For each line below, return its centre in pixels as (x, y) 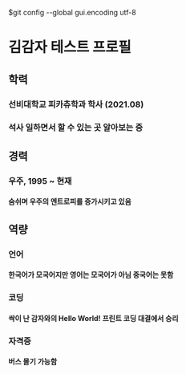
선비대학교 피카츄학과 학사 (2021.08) (76, 104)
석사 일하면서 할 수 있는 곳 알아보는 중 (75, 128)
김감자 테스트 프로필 (70, 47)
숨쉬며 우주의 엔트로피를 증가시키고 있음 (70, 201)
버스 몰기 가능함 (33, 362)
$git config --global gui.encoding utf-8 (72, 12)
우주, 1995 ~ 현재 (40, 181)
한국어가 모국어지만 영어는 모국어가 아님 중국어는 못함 (91, 275)
